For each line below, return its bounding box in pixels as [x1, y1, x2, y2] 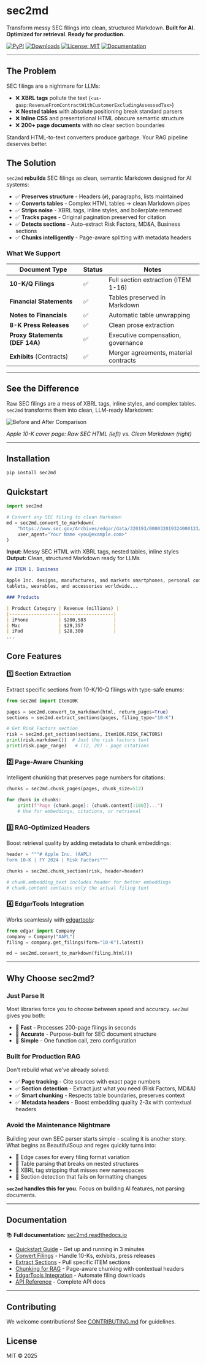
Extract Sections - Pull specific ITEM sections [15, 1258, 131, 1266]
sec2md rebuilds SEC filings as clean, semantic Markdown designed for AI [6, 174, 192, 182]
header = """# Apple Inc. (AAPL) [6, 851, 92, 858]
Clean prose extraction [108, 320, 175, 329]
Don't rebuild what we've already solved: [6, 1066, 110, 1074]
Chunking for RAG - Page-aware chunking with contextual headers [15, 1265, 185, 1273]
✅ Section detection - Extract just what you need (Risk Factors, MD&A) [15, 1085, 196, 1092]
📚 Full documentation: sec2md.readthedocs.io [6, 1231, 128, 1239]
